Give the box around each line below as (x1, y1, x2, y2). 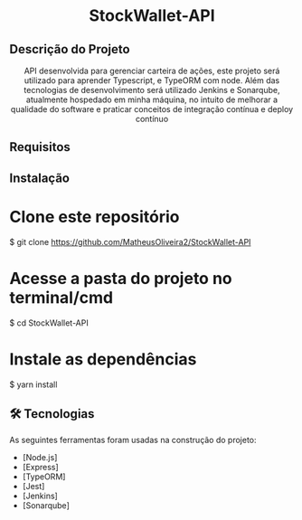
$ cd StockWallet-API (9, 317, 89, 328)
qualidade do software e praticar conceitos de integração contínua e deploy (10, 104, 294, 114)
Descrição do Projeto (9, 42, 130, 57)
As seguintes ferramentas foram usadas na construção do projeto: (9, 435, 257, 446)
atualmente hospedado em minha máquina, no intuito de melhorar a (25, 94, 278, 105)
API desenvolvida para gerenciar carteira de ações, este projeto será (24, 65, 280, 76)
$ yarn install (9, 379, 58, 390)
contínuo (135, 114, 169, 124)
